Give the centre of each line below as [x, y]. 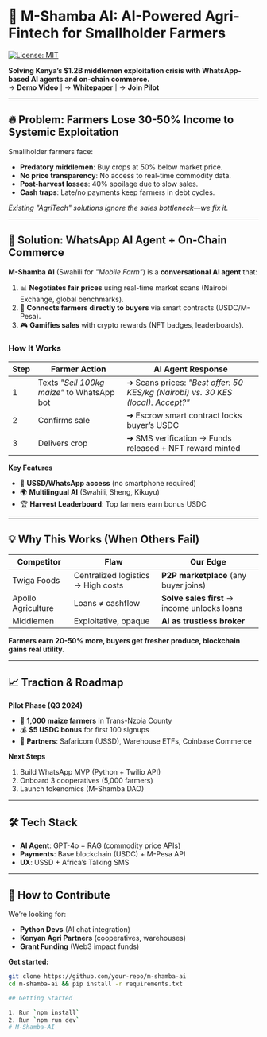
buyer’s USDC [153, 425]
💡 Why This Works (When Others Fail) [104, 540]
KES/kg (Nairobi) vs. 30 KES [180, 392]
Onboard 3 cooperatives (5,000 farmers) [86, 781]
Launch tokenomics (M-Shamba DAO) [82, 789]
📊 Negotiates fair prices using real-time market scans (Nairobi [124, 287]
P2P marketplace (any [204, 575]
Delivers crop [63, 443]
